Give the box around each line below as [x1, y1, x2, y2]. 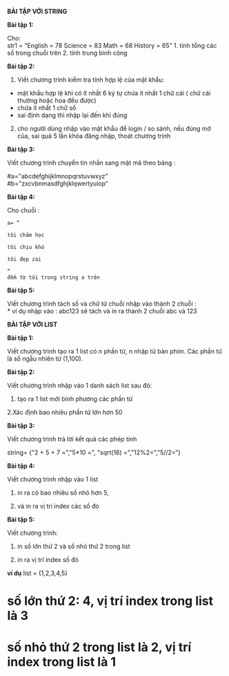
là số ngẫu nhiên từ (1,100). [7, 354, 83, 363]
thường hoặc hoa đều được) [17, 96, 97, 104]
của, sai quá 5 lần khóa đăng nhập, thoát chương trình [17, 132, 171, 140]
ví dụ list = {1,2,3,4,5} [7, 569, 68, 577]
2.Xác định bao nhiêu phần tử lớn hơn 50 [7, 408, 123, 416]
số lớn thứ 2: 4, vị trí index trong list [7, 593, 214, 609]
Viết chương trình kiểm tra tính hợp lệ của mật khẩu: [17, 75, 165, 84]
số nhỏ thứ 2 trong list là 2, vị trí [7, 639, 192, 655]
